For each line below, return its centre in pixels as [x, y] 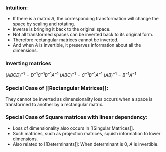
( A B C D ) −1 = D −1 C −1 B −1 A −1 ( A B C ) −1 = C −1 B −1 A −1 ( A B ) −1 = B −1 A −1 [71, 75]
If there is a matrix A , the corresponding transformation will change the [86, 19]
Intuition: [17, 8]
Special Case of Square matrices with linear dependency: [76, 117]
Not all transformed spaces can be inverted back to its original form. [83, 35]
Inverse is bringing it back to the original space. [61, 29]
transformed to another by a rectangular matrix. [54, 104]
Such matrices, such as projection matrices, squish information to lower [87, 133]
